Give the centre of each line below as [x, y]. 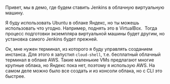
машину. [15, 13]
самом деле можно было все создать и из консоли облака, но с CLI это [84, 71]
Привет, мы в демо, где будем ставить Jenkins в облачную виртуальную [85, 7]
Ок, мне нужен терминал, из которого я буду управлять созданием [79, 49]
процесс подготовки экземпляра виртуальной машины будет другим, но [85, 34]
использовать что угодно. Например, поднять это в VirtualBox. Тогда [81, 28]
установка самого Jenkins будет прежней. [52, 39]
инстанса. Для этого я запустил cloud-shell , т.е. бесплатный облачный [83, 54]
